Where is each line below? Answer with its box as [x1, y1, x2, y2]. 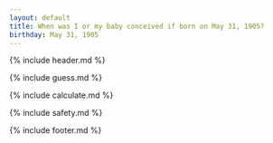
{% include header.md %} [9, 55, 106, 66]
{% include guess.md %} [9, 72, 102, 83]
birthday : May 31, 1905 [9, 30, 99, 39]
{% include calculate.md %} [9, 90, 114, 100]
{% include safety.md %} [9, 108, 103, 119]
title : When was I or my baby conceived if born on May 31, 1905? [9, 22, 265, 31]
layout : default [9, 13, 71, 23]
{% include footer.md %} [9, 125, 102, 136]
